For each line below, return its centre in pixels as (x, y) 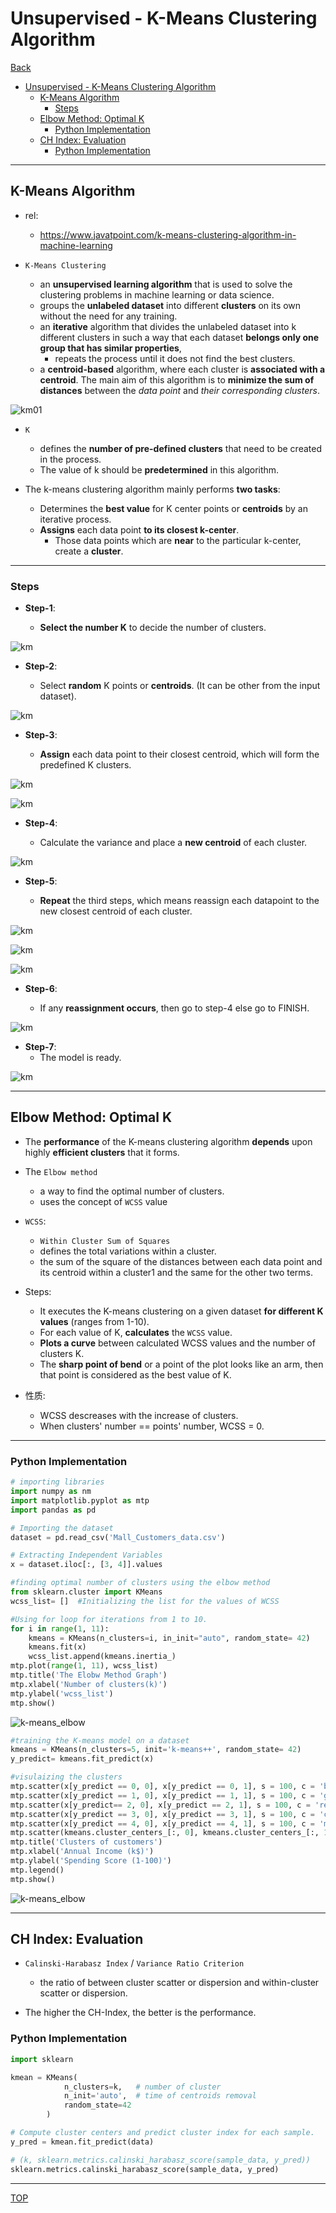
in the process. (70, 459)
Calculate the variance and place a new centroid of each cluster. (173, 843)
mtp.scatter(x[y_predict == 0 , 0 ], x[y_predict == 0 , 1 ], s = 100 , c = (162, 1787)
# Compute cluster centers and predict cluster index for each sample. (162, 2133)
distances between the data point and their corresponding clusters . (179, 390)
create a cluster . (89, 551)
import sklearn (42, 2059)
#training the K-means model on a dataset (100, 1740)
